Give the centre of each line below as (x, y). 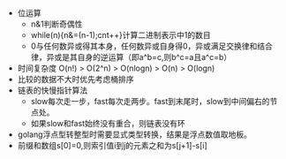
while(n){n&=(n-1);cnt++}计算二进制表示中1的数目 (120, 35)
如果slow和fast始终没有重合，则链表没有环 (108, 123)
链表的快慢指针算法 (53, 90)
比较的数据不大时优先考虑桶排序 (75, 79)
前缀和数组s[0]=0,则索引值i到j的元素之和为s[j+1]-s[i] (112, 145)
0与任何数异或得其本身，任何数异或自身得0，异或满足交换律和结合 (152, 46)
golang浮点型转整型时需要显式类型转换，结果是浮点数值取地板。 (134, 134)
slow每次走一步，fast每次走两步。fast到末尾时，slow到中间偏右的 (150, 101)
